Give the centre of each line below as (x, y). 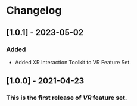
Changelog (34, 10)
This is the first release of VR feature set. (67, 98)
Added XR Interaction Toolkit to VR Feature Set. (73, 62)
